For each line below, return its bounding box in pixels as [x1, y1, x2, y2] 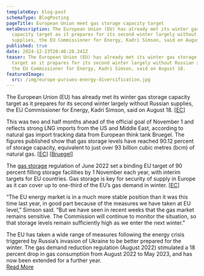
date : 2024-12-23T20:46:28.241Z [6, 49, 88, 55]
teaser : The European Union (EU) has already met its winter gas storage [6, 54, 197, 60]
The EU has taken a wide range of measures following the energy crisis [6, 231, 185, 238]
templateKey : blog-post [6, 9, 67, 15]
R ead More [6, 263, 34, 271]
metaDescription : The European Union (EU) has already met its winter [6, 26, 189, 32]
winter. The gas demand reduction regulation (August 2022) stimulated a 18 [6, 244, 195, 251]
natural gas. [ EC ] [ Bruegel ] [6, 150, 73, 158]
